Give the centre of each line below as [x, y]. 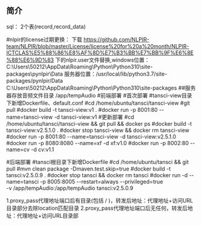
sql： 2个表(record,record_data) [46, 27]
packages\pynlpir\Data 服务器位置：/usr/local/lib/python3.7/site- [87, 74]
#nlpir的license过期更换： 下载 [44, 39]
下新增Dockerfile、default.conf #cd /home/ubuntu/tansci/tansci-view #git [98, 103]
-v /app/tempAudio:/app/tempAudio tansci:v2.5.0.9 [70, 188]
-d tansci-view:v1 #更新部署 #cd [94, 117]
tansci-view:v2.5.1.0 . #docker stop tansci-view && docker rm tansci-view [98, 130]
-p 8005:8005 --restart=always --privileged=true [102, 181]
